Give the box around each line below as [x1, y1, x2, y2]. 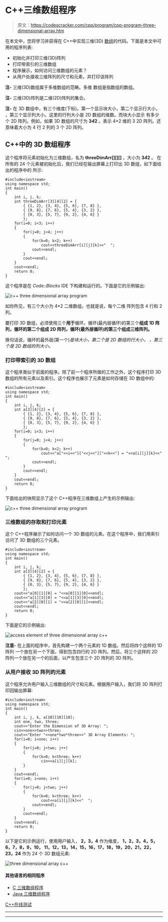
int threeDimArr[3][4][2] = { [14, 198, 77, 204]
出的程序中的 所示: [5, 167, 43, 173]
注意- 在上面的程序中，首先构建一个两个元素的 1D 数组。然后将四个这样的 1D [5, 642, 162, 648]
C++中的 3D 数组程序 [5, 140, 71, 149]
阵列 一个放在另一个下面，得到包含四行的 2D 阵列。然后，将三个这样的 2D [5, 648, 158, 655]
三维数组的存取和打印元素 [5, 518, 67, 525]
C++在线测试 [5, 901, 32, 907]
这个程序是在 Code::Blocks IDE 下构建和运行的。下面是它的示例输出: [5, 282, 145, 288]
